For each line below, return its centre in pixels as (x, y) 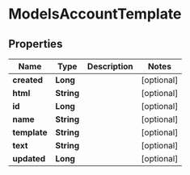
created (27, 80)
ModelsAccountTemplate (95, 14)
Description (110, 67)
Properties (36, 44)
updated (29, 158)
